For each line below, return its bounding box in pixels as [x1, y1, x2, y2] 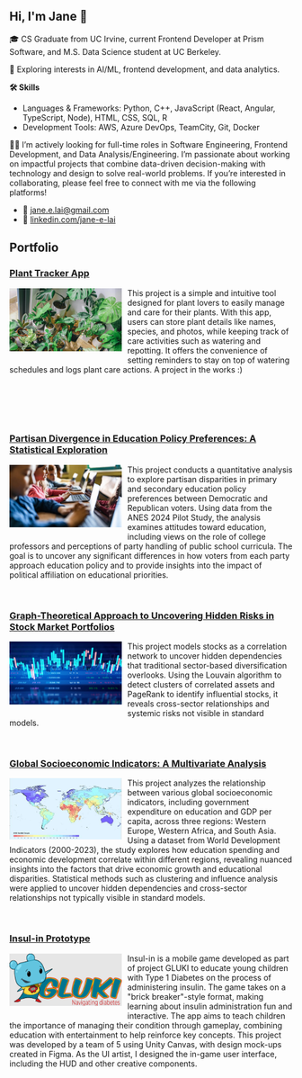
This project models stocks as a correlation [127, 641, 288, 652]
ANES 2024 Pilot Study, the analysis [127, 512, 262, 523]
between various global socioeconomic [127, 787, 273, 798]
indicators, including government [127, 797, 250, 808]
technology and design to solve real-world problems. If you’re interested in [9, 167, 286, 178]
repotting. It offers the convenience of [127, 345, 268, 355]
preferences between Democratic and [127, 492, 268, 504]
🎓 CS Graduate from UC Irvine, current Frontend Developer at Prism [9, 33, 265, 44]
